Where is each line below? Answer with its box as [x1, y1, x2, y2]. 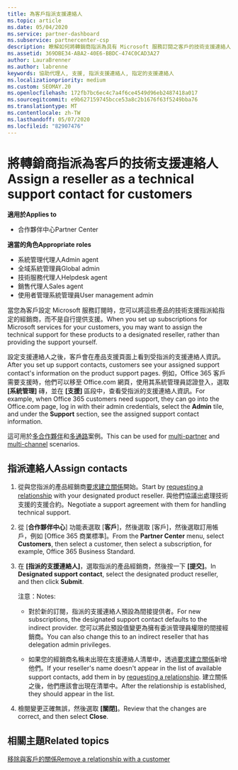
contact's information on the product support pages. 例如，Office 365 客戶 [7, 369, 226, 378]
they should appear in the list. [28, 690, 115, 698]
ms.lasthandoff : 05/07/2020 [7, 116, 91, 123]
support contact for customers [7, 186, 193, 202]
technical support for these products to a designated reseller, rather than [7, 331, 220, 339]
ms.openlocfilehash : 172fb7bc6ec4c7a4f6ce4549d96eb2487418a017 [7, 89, 198, 97]
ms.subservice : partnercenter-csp [7, 37, 110, 44]
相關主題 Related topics [7, 735, 110, 747]
